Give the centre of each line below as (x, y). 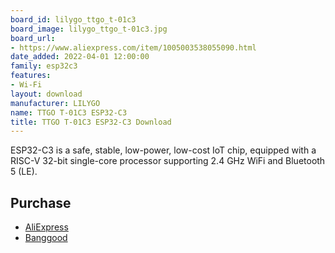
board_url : (33, 38)
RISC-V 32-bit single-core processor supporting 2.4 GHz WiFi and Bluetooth (168, 161)
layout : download (46, 94)
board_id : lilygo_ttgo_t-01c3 (73, 19)
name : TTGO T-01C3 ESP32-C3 (69, 112)
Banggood (46, 238)
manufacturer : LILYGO (55, 103)
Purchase (41, 202)
